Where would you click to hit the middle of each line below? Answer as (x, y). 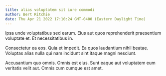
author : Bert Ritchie (28, 14)
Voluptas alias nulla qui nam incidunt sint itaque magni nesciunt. (71, 53)
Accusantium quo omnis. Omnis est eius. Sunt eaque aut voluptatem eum (81, 63)
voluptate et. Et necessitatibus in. (39, 38)
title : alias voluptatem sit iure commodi (50, 10)
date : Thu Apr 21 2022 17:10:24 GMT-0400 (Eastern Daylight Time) (76, 19)
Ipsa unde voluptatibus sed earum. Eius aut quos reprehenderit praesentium (83, 33)
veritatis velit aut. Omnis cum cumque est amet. (54, 68)
